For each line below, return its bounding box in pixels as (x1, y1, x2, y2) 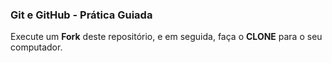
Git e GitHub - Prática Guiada (10, 8, 153, 22)
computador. (10, 41, 63, 53)
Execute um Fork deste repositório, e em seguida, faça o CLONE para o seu (10, 31, 323, 43)
